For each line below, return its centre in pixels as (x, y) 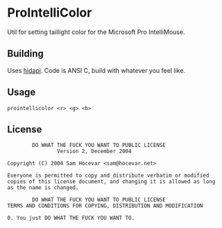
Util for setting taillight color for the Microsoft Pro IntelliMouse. (96, 32)
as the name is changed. (43, 188)
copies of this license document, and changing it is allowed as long (111, 182)
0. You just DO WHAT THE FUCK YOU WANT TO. (71, 218)
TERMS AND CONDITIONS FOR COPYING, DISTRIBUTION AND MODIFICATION (105, 206)
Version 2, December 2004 (94, 151)
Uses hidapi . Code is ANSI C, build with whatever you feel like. (96, 70)
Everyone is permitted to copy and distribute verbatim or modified (108, 176)
